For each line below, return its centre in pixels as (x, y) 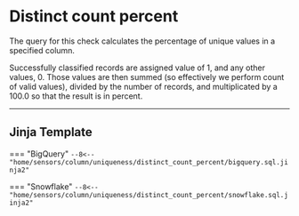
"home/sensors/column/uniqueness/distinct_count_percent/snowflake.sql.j (149, 195)
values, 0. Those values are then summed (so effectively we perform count (147, 76)
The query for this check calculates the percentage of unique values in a (142, 41)
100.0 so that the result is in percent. (76, 96)
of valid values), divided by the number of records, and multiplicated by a (143, 86)
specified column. (42, 50)
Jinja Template (51, 132)
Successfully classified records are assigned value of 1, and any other (137, 68)
